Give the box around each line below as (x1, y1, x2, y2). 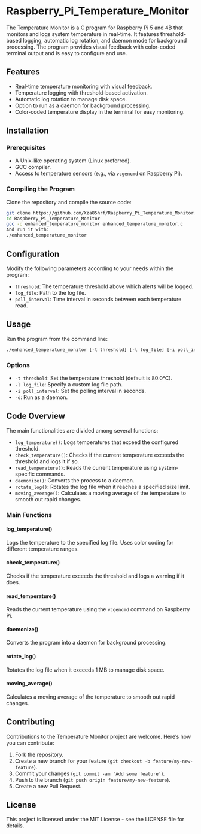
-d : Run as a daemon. (14, 394, 68, 401)
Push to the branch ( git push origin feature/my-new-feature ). (14, 776, 170, 783)
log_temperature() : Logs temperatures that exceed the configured (14, 439, 178, 446)
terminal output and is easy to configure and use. (6, 49, 127, 56)
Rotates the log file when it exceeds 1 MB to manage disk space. (6, 666, 165, 673)
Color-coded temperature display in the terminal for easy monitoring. (14, 108, 185, 115)
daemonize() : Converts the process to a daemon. (14, 476, 135, 484)
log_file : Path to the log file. (14, 289, 86, 296)
